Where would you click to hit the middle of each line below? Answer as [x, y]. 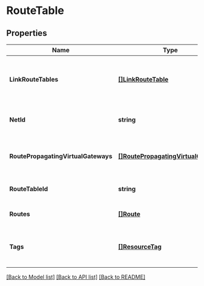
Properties [27, 33]
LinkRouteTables [34, 79]
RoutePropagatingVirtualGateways [61, 156]
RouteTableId [29, 189]
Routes [20, 214]
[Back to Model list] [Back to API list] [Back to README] [76, 277]
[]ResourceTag [140, 247]
